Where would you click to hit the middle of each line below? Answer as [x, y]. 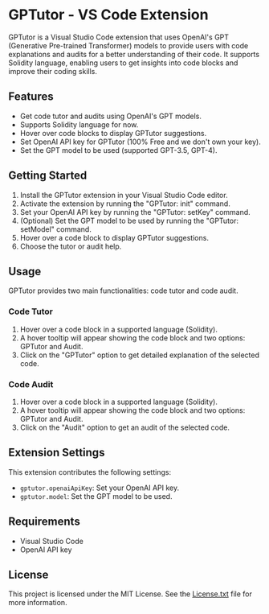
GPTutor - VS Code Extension [108, 15]
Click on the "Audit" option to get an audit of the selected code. [125, 427]
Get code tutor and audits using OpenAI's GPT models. [111, 116]
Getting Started [48, 176]
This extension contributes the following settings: [90, 472]
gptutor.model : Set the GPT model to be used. [96, 496]
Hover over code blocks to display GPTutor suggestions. [113, 133]
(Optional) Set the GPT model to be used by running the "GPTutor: [129, 220]
